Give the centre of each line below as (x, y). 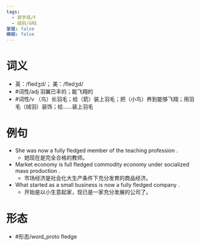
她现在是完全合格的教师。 (56, 157)
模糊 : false (20, 34)
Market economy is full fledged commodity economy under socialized (102, 164)
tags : (13, 12)
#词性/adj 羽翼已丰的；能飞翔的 (54, 92)
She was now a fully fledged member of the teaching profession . (96, 151)
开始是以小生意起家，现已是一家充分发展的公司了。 (88, 192)
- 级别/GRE (24, 23)
